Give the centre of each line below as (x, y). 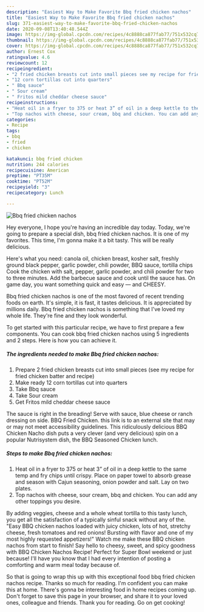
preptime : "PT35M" (29, 176)
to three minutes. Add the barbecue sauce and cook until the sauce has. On (101, 278)
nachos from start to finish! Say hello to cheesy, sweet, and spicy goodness (101, 545)
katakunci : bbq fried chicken (45, 159)
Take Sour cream (36, 395)
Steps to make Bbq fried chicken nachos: (59, 454)
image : (15, 35)
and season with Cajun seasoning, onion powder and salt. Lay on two (102, 482)
